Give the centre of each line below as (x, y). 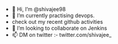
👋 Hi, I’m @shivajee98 (39, 9)
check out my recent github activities (57, 22)
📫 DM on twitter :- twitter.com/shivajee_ (62, 35)
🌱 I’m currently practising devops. (53, 15)
